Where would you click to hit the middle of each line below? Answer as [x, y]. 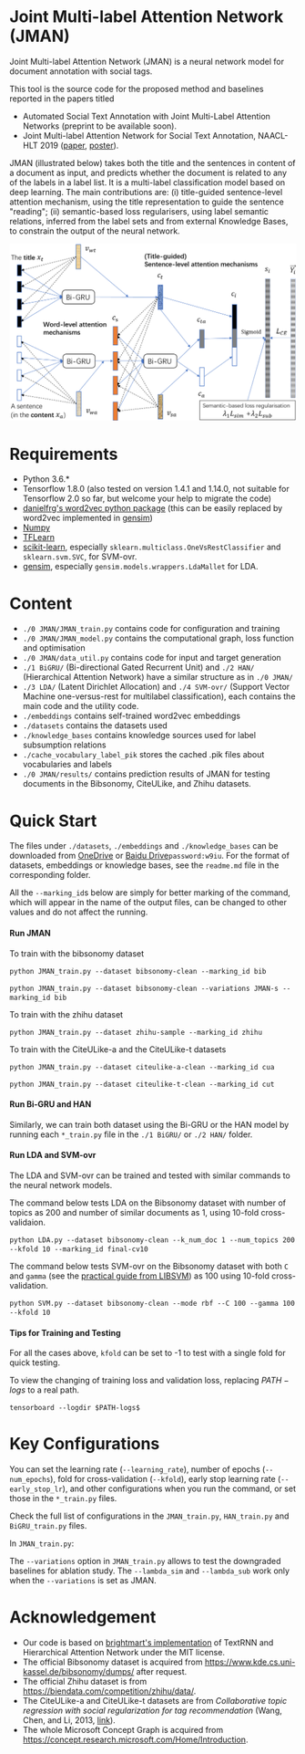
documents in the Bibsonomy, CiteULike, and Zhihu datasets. [137, 784]
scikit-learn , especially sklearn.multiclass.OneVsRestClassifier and [152, 547]
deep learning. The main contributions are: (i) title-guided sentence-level [146, 192]
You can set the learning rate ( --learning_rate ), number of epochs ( [137, 1469]
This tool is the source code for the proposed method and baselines [137, 89]
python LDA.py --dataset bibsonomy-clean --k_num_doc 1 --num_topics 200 [152, 1240]
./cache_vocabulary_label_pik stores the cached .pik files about [143, 755]
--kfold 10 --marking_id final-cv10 [79, 1249]
